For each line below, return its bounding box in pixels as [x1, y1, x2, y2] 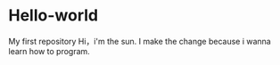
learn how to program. [8, 45, 90, 56]
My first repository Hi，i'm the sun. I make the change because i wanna [8, 36, 271, 46]
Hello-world [8, 5, 99, 26]
